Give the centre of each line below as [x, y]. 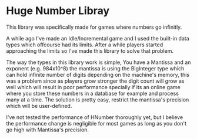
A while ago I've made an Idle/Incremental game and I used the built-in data [98, 38]
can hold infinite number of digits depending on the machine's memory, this [98, 74]
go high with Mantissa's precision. [48, 130]
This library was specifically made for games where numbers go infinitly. [94, 27]
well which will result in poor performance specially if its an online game [93, 87]
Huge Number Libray [58, 11]
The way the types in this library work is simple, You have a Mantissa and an [98, 62]
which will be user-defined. [39, 106]
